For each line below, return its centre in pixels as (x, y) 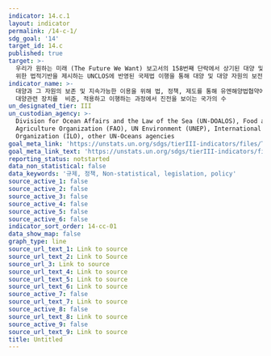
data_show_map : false (45, 234)
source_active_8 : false (48, 309)
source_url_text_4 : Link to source (68, 272)
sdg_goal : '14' (34, 38)
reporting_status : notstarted (59, 159)
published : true (35, 53)
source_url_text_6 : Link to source (68, 287)
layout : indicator (39, 23)
